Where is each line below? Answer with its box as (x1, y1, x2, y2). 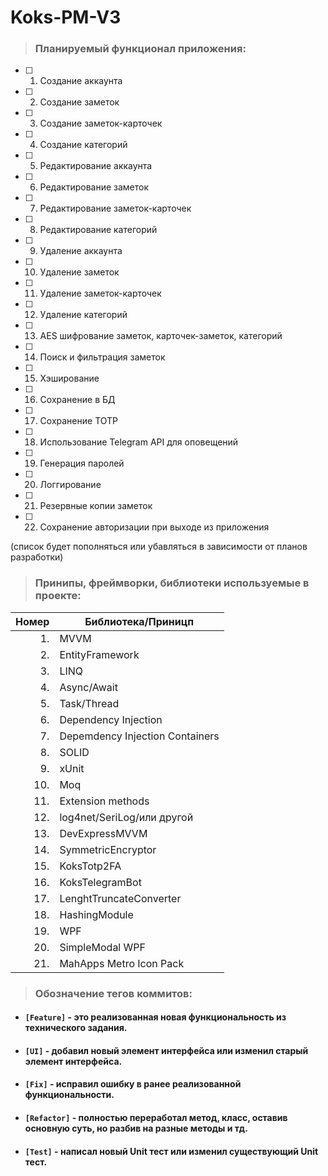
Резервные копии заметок (39, 500, 153, 512)
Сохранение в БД (39, 394, 116, 406)
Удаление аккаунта (39, 245, 123, 257)
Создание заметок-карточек (39, 117, 163, 130)
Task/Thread (59, 696, 120, 710)
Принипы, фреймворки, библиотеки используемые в (34, 576, 310, 590)
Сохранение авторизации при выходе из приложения (39, 521, 270, 533)
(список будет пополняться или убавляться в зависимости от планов (10, 541, 308, 553)
